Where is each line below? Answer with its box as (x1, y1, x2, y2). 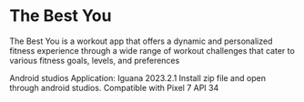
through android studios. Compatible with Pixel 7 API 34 (9, 82, 219, 93)
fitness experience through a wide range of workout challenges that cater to (9, 45, 296, 56)
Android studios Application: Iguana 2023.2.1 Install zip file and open (9, 72, 267, 83)
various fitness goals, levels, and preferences (9, 55, 180, 66)
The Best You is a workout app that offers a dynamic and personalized (9, 36, 273, 46)
